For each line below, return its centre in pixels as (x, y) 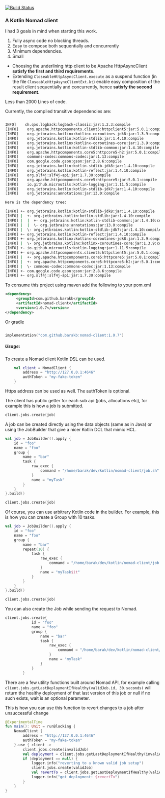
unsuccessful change (27, 713)
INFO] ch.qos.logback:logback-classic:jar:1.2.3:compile (68, 125)
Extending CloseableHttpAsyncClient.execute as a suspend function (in (84, 76)
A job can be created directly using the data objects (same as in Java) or (79, 424)
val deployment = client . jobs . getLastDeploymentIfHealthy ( (84, 754)
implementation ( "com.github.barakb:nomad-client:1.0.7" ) (65, 335)
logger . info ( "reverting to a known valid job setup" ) (87, 763)
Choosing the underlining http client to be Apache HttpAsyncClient (80, 66)
